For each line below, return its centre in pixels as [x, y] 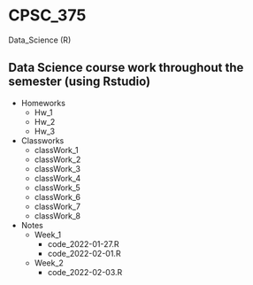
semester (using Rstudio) [80, 82]
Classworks [42, 140]
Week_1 [48, 235]
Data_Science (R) [40, 40]
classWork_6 [57, 196]
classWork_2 [57, 159]
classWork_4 [57, 178]
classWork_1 [56, 150]
